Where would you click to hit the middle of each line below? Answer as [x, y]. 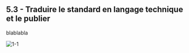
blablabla [17, 33]
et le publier [28, 19]
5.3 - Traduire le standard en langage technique [94, 10]
